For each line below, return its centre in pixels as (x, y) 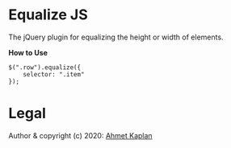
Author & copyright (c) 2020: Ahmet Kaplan (80, 135)
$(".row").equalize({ (45, 67)
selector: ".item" (54, 74)
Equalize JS (48, 15)
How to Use (28, 52)
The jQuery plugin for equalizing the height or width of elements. (116, 37)
